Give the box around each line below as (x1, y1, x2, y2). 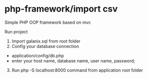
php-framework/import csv (4, 3, 118, 15)
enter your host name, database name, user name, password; (11, 58, 135, 63)
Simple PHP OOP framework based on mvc (4, 19, 91, 25)
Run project (4, 29, 28, 34)
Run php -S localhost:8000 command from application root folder (11, 67, 143, 73)
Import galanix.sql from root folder (11, 38, 81, 44)
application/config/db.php (11, 52, 64, 59)
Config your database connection (11, 43, 79, 49)
